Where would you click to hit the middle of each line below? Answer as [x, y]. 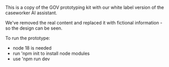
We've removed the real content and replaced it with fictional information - [84, 23]
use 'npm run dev [31, 59]
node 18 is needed [32, 48]
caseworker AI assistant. [31, 13]
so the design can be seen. [34, 28]
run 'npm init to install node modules [51, 53]
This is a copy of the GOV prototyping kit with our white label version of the [85, 7]
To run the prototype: [28, 38]
